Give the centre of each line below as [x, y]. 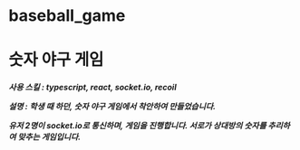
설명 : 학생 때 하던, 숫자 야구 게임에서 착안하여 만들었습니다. [112, 106]
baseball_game [67, 16]
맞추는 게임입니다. [49, 136]
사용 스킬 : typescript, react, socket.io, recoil [93, 87]
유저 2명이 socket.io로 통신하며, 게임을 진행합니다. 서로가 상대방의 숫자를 [137, 125]
